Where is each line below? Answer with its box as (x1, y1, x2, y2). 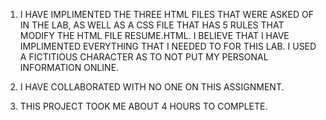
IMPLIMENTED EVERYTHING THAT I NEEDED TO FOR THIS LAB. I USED (19, 40, 317, 52)
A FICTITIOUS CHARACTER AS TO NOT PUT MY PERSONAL (19, 51, 269, 63)
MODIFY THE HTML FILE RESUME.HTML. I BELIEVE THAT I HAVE (19, 30, 290, 41)
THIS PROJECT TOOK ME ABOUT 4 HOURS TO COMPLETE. (19, 100, 268, 112)
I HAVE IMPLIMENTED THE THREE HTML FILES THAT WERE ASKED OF (19, 9, 314, 20)
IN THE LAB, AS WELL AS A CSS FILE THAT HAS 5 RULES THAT (19, 19, 285, 31)
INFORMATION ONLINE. (19, 62, 120, 73)
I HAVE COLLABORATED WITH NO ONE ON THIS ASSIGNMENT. (19, 81, 285, 93)
